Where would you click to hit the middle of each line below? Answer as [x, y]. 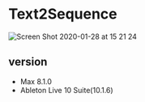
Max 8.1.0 [36, 81]
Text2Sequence [63, 14]
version [28, 62]
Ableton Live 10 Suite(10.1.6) [66, 90]
